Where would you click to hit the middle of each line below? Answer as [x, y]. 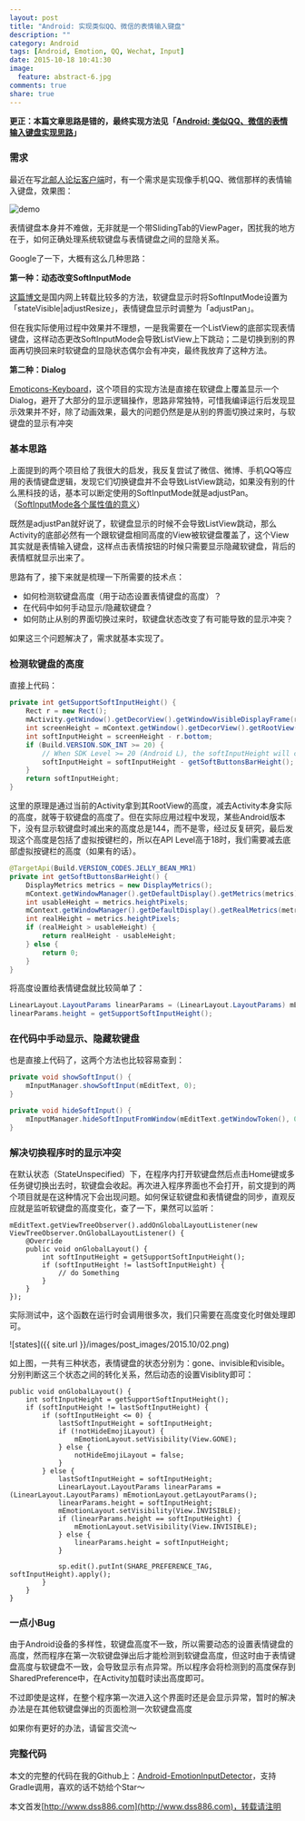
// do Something [89, 1272]
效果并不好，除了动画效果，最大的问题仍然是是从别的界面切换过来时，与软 [156, 411]
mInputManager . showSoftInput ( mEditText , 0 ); [111, 1086]
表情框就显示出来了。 [49, 558]
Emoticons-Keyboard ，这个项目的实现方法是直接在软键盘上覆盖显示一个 [144, 389]
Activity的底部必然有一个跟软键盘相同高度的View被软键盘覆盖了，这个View [149, 535]
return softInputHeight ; [73, 779]
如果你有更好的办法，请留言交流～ [73, 1728]
